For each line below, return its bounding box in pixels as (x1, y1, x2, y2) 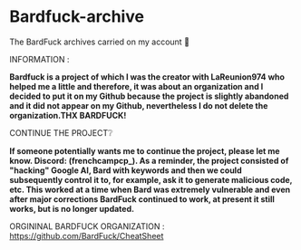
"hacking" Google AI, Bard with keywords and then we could (9, 165, 242, 176)
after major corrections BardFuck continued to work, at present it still (9, 193, 275, 205)
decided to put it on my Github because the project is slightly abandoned (9, 91, 289, 101)
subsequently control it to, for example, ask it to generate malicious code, (9, 174, 293, 185)
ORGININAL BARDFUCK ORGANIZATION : (9, 220, 165, 232)
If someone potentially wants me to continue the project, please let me (9, 145, 280, 156)
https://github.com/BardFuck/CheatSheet (9, 230, 164, 241)
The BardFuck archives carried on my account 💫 (9, 36, 190, 47)
